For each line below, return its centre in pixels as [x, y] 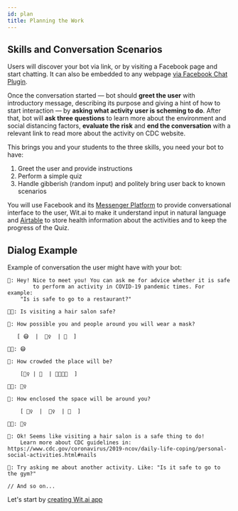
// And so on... [31, 486]
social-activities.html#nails [52, 455]
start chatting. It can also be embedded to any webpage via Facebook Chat [118, 74]
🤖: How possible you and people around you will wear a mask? [101, 324]
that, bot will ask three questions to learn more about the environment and [117, 118]
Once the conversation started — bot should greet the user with [101, 96]
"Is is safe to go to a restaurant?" [76, 299]
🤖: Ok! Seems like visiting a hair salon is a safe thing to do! [106, 437]
